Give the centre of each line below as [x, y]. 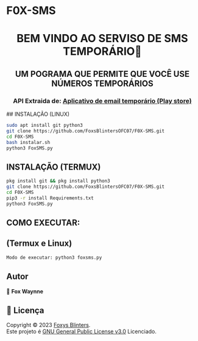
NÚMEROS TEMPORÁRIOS [102, 83]
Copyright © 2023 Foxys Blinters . [48, 325]
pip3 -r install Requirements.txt [50, 198]
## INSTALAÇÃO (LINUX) [38, 114]
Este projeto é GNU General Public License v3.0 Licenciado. [82, 332]
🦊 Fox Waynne [25, 291]
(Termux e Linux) [39, 244]
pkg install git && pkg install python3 [58, 181]
